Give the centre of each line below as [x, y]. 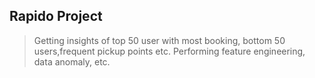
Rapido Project [56, 16]
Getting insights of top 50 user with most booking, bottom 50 [159, 40]
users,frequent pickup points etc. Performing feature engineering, [169, 51]
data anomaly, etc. [72, 61]
